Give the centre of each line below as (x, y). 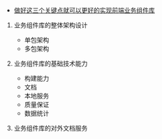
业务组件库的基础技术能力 (51, 64)
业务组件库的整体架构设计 (51, 25)
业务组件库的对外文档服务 (51, 128)
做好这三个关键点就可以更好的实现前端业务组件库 (84, 10)
